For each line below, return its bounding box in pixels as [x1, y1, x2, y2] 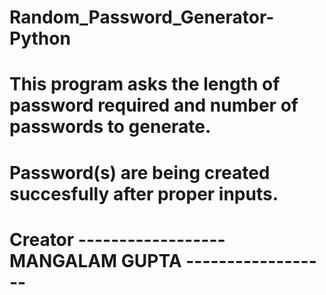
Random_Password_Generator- [9, 6, 275, 29]
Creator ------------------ [9, 228, 226, 251]
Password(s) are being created [9, 161, 271, 184]
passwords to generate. [9, 116, 212, 138]
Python [9, 27, 71, 50]
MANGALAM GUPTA [9, 249, 182, 272]
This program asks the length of [9, 73, 281, 96]
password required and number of [9, 94, 299, 117]
